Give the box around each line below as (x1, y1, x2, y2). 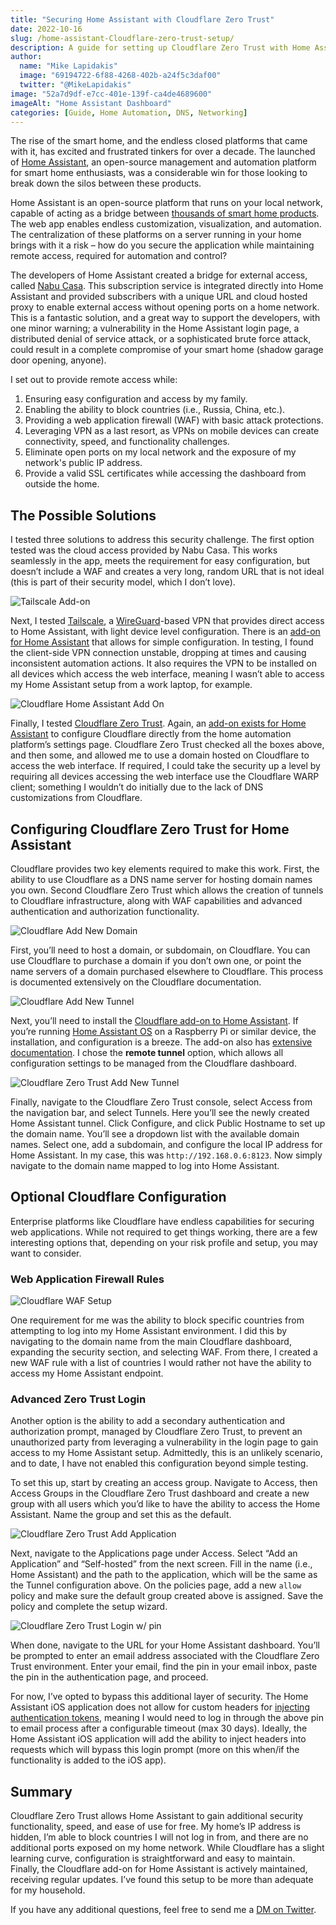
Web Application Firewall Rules (10, 1272, 165, 1286)
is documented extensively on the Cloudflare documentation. (10, 976, 262, 988)
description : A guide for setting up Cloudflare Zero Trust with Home (10, 42, 311, 53)
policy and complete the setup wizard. (10, 1601, 168, 1613)
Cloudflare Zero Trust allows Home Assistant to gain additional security (10, 1810, 304, 1822)
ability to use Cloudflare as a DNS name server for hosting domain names (10, 874, 313, 885)
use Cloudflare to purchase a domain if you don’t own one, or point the (10, 955, 302, 966)
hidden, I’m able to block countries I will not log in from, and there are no (10, 1831, 309, 1843)
